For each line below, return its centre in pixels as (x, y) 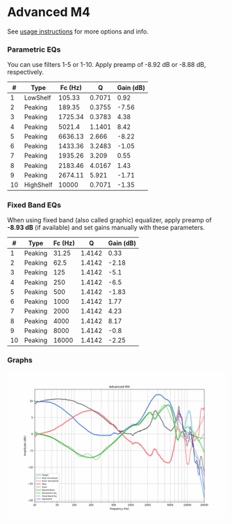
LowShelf (38, 98)
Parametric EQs (34, 49)
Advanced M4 (49, 12)
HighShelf (38, 185)
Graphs (20, 360)
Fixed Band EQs (34, 205)
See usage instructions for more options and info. (78, 31)
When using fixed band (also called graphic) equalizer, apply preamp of (109, 220)
